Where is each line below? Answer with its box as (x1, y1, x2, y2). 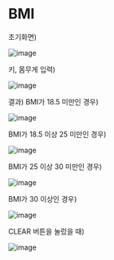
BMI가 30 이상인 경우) (8, 194, 77, 203)
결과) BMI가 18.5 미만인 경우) (8, 97, 99, 106)
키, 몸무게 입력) (8, 65, 56, 74)
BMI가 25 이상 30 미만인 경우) (8, 161, 102, 171)
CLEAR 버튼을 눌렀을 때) (8, 227, 85, 236)
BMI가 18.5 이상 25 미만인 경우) (8, 129, 107, 139)
